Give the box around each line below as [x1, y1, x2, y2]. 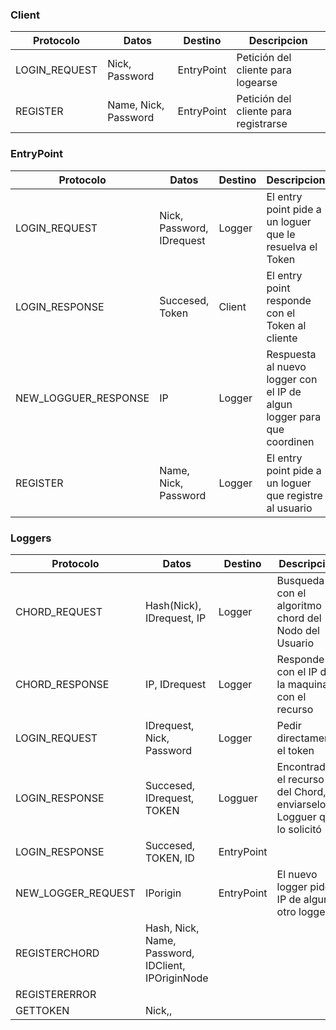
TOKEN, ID [144, 851, 195, 865]
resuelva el [266, 239, 318, 253]
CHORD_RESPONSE [15, 677, 110, 691]
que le [266, 227, 296, 241]
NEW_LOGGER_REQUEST [15, 886, 136, 900]
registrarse [236, 117, 288, 131]
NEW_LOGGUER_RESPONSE [15, 391, 150, 405]
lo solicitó [276, 822, 322, 836]
